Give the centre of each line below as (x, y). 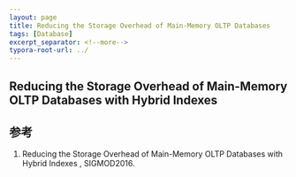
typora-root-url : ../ (49, 50)
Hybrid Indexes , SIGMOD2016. (78, 164)
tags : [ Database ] (41, 34)
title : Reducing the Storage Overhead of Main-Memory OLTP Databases (140, 26)
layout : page (33, 17)
